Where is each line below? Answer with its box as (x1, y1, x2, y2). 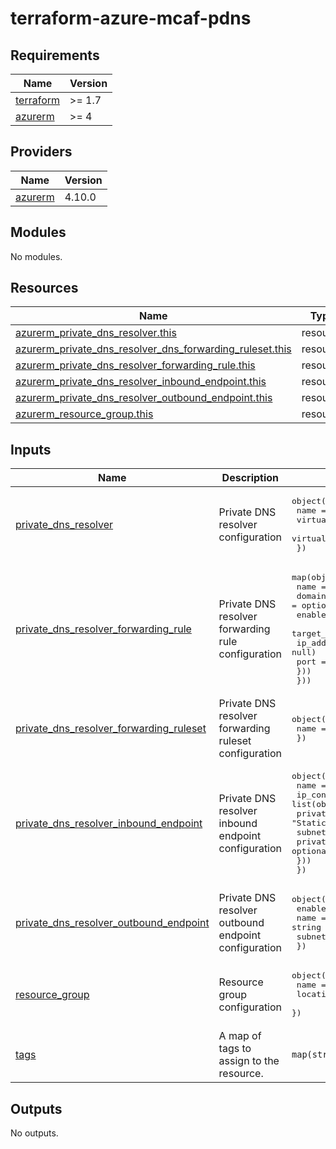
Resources (10, 280, 79, 297)
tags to (218, 1042, 252, 1056)
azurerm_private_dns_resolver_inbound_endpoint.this (15, 375, 267, 389)
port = (296, 657, 327, 667)
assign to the (218, 1054, 280, 1068)
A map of (218, 1029, 262, 1043)
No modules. (10, 250, 63, 262)
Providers (10, 143, 73, 161)
